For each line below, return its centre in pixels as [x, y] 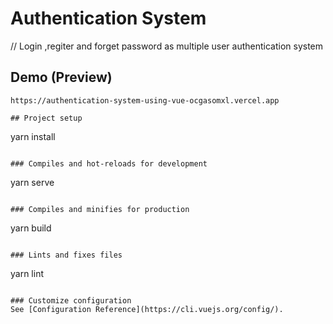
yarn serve [32, 182]
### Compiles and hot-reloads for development [109, 163]
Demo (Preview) [61, 77]
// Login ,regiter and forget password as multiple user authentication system [167, 46]
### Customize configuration [71, 300]
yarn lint [27, 273]
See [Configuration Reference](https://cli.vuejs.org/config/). [147, 309]
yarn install [33, 136]
